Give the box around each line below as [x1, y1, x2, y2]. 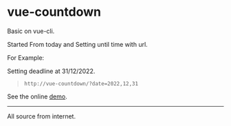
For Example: [7, 53, 45, 62]
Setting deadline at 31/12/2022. [7, 67, 96, 75]
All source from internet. [7, 112, 76, 120]
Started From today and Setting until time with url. [7, 40, 148, 48]
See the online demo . [7, 92, 67, 101]
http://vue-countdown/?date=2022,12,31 [23, 80, 139, 87]
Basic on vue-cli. [7, 27, 55, 35]
